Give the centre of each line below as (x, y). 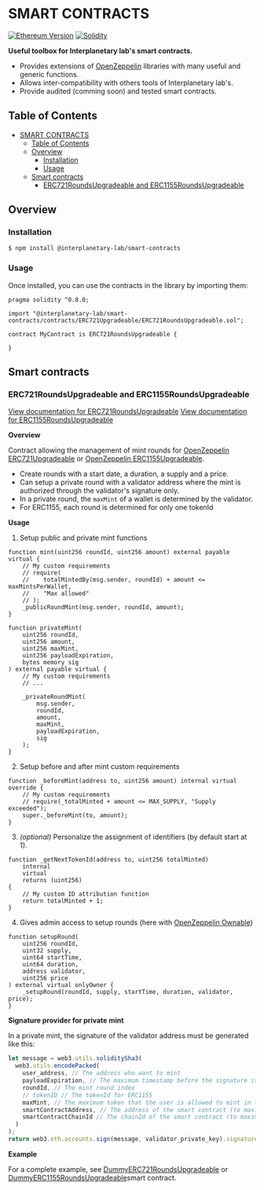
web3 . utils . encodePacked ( (58, 1066)
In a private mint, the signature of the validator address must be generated (128, 1036)
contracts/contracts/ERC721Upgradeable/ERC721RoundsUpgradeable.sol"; (126, 320)
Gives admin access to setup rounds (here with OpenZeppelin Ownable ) (136, 922)
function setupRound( (44, 937)
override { (26, 788)
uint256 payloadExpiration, (68, 656)
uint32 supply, (47, 951)
